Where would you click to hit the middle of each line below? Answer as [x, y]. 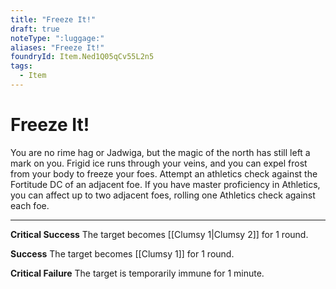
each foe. [30, 205]
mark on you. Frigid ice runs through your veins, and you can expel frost [159, 163]
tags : [21, 66]
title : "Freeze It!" [53, 19]
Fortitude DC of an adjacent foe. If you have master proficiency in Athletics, [165, 184]
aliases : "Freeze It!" [57, 47]
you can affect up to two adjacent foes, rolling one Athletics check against [163, 195]
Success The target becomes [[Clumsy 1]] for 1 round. [122, 253]
